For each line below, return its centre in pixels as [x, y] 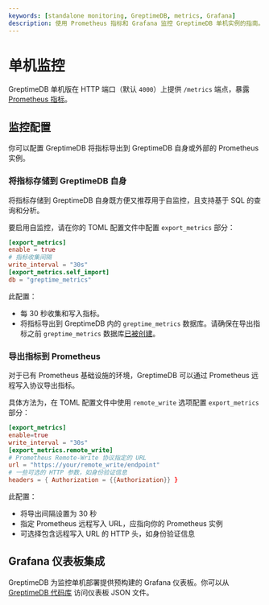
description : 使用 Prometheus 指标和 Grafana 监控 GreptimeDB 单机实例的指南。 [136, 23]
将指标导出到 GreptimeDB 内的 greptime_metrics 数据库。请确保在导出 [137, 323]
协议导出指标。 [54, 385]
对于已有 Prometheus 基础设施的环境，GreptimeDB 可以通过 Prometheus [129, 376]
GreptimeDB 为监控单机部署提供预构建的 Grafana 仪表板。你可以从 [119, 582]
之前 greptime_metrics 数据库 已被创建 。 [93, 333]
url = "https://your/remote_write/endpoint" [84, 465]
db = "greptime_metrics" [50, 280]
